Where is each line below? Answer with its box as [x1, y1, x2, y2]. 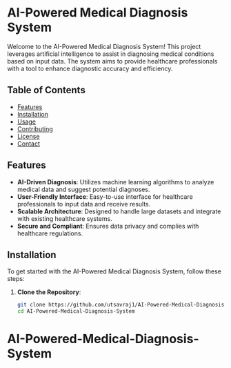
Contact [17, 139, 40, 148]
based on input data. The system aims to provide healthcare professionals [7, 57, 218, 65]
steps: [7, 275, 25, 283]
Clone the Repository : [17, 288, 81, 296]
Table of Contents [7, 84, 86, 96]
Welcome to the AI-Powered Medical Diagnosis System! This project [7, 42, 201, 50]
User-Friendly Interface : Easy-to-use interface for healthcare [17, 192, 193, 201]
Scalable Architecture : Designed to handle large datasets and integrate [17, 207, 221, 215]
